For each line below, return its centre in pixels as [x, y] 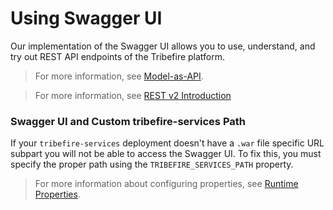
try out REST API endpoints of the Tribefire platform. [118, 56]
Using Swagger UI [86, 18]
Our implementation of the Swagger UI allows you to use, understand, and [163, 46]
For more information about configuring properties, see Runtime [166, 184]
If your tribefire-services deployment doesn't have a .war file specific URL [167, 143]
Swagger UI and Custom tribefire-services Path [128, 121]
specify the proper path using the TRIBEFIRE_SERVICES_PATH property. [152, 164]
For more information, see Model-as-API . [119, 76]
